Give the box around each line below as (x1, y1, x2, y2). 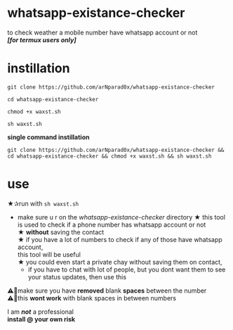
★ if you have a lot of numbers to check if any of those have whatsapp (17, 235, 222, 243)
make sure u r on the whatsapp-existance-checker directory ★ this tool (17, 212, 226, 221)
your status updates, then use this (27, 272, 127, 281)
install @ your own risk (7, 315, 76, 323)
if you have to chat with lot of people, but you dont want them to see (27, 265, 226, 274)
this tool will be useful (17, 250, 81, 258)
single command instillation (7, 132, 90, 141)
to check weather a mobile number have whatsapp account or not (7, 28, 198, 37)
